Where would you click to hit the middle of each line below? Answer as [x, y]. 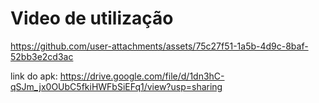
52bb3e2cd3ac [42, 56]
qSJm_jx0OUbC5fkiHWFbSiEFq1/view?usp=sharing [116, 86]
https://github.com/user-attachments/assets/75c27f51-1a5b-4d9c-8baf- [159, 46]
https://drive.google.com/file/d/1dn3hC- [142, 76]
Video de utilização [92, 18]
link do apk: [34, 76]
